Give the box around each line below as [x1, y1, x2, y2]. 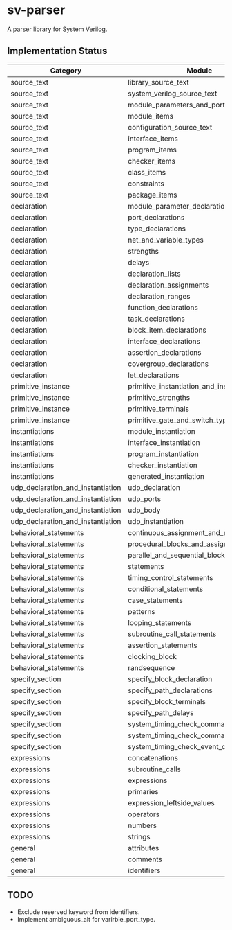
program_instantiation [127, 449, 199, 459]
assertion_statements [127, 640, 198, 650]
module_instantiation [127, 426, 195, 436]
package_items [127, 190, 177, 200]
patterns [127, 606, 155, 616]
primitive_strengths [127, 392, 191, 402]
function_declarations [127, 302, 198, 312]
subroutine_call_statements [127, 629, 217, 639]
